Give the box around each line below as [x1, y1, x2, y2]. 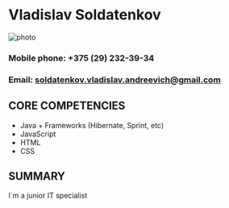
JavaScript [19, 129, 56, 139]
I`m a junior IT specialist [8, 191, 88, 201]
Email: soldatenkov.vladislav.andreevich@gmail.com [8, 74, 222, 85]
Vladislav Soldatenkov [8, 6, 161, 24]
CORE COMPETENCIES [8, 99, 126, 113]
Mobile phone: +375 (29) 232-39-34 [8, 52, 155, 64]
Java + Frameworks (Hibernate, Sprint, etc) [19, 120, 164, 130]
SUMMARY [8, 169, 66, 183]
